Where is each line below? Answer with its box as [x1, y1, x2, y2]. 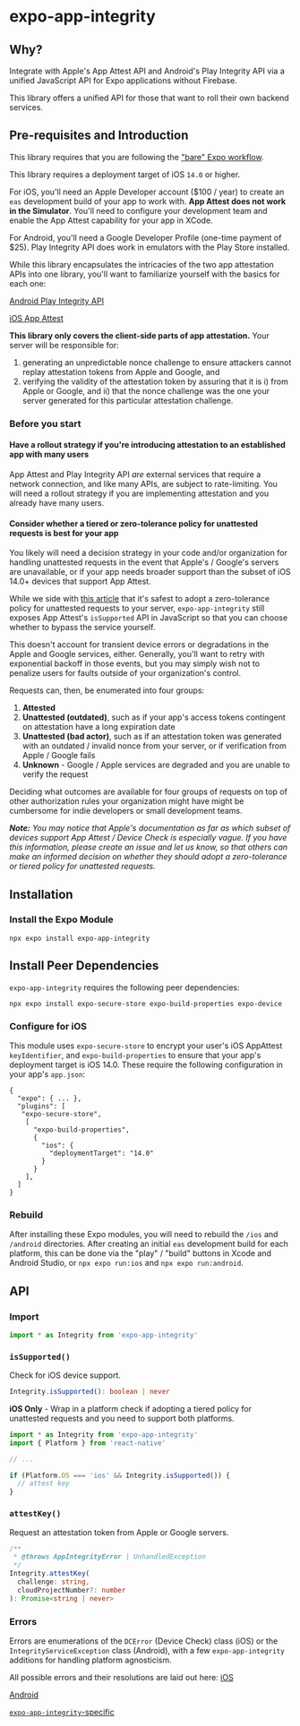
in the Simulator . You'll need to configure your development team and [9, 205, 268, 216]
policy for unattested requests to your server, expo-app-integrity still [9, 602, 265, 614]
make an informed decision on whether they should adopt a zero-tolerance [9, 851, 287, 862]
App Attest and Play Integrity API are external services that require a [9, 468, 261, 480]
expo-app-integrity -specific [9, 1706, 115, 1717]
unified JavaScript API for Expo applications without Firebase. [9, 75, 237, 86]
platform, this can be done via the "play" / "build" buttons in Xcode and [9, 1248, 271, 1259]
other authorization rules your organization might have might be [9, 796, 244, 807]
